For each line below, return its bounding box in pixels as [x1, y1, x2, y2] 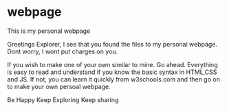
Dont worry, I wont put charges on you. [7, 47, 118, 56]
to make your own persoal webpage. [7, 82, 111, 90]
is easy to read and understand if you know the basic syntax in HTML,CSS [7, 68, 217, 76]
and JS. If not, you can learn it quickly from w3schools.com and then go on [7, 75, 220, 83]
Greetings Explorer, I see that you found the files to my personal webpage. [7, 40, 218, 48]
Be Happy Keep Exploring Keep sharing [7, 95, 119, 103]
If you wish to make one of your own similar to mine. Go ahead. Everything [7, 60, 218, 69]
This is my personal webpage [7, 27, 91, 35]
